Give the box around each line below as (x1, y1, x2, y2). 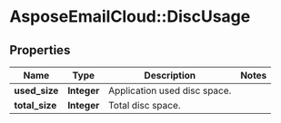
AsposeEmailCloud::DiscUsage (9, 6, 251, 27)
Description (144, 70, 196, 81)
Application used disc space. (107, 84, 232, 97)
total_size (14, 99, 57, 111)
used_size (14, 84, 59, 97)
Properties (9, 43, 71, 58)
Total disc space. (107, 99, 181, 111)
